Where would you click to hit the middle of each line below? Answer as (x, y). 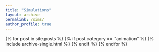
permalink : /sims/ (25, 19)
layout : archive (22, 15)
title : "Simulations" (28, 10)
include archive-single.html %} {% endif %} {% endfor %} (66, 44)
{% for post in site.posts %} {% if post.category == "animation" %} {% (80, 39)
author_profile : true (28, 24)
